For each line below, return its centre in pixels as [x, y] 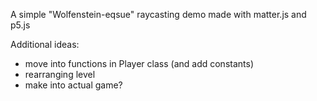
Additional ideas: [45, 44]
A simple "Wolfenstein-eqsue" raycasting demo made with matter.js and [158, 14]
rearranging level [60, 74]
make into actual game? [73, 85]
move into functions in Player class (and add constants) [139, 63]
